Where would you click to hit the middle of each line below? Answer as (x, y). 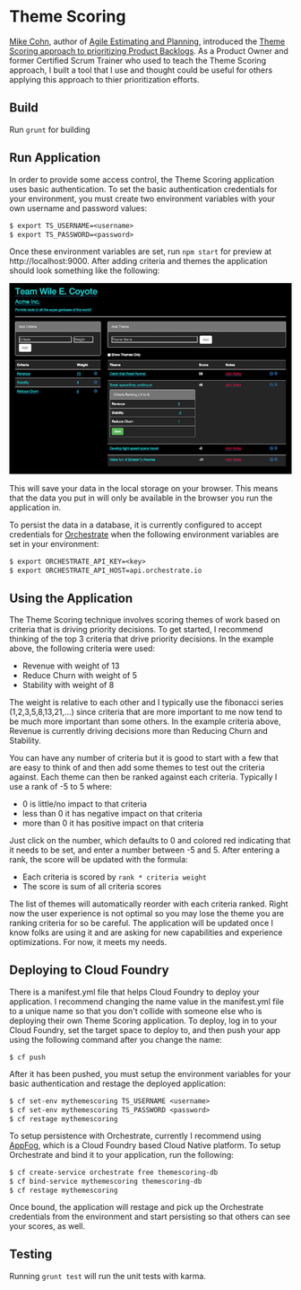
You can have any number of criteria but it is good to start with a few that (144, 758)
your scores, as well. (47, 1226)
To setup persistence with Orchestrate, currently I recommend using (135, 1135)
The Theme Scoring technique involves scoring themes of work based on (145, 620)
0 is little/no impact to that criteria (85, 804)
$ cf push (28, 1057)
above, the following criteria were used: (82, 649)
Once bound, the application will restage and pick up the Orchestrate (137, 1206)
